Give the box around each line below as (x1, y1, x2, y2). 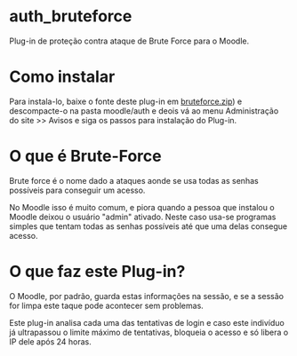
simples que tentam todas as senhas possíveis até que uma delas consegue (9, 220, 287, 232)
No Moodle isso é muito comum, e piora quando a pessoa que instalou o (9, 202, 275, 212)
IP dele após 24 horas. (9, 336, 92, 347)
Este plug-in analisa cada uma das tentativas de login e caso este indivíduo (9, 317, 285, 328)
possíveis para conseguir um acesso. (9, 185, 146, 195)
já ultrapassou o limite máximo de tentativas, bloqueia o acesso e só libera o (9, 327, 289, 337)
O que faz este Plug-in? (9, 262, 186, 281)
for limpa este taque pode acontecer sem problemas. (9, 300, 205, 311)
